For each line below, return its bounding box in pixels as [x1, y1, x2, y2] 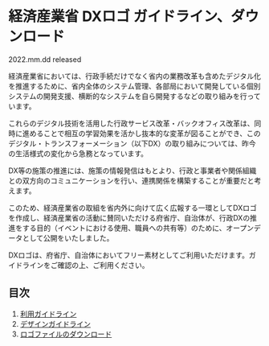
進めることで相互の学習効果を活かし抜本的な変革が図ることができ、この [22, 128, 261, 138]
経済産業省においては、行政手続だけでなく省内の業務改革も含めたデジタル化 [8, 71, 262, 80]
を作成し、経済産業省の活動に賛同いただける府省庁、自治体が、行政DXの [8, 212, 251, 222]
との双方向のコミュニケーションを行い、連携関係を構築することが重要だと [8, 175, 255, 185]
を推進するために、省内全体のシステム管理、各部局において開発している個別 [8, 81, 261, 91]
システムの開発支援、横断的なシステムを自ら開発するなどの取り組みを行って [8, 91, 261, 101]
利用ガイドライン [19, 309, 77, 319]
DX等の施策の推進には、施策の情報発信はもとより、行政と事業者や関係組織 [8, 166, 257, 175]
